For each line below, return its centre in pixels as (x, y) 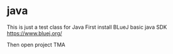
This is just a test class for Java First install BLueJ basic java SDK (87, 27)
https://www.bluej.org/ (34, 33)
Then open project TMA (36, 45)
